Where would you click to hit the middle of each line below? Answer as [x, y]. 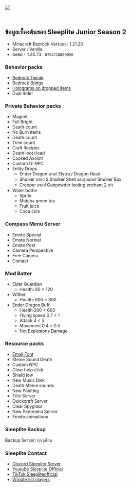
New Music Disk [28, 380]
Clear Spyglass [27, 406]
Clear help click [28, 370]
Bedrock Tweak [28, 78]
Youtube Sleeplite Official [37, 469]
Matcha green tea [37, 201]
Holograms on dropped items [41, 88]
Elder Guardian [27, 284]
